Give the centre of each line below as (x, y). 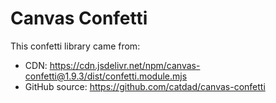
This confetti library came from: (75, 46)
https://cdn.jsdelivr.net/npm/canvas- (125, 65)
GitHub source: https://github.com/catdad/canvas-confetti (145, 86)
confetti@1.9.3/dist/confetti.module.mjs (106, 76)
